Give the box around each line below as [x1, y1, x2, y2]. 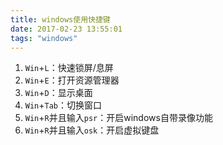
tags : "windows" [10, 33, 78, 43]
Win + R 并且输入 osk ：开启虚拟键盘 [24, 124, 160, 136]
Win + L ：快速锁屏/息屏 [24, 62, 114, 74]
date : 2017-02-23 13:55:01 [10, 24, 123, 34]
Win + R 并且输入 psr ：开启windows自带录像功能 [24, 112, 213, 124]
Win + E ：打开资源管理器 [24, 74, 120, 86]
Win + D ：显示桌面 [24, 87, 93, 99]
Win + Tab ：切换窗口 [24, 99, 103, 111]
